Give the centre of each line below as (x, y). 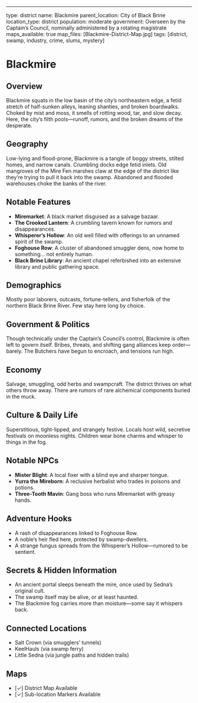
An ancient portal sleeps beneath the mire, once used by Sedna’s (93, 585)
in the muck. (21, 396)
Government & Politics (48, 324)
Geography (27, 144)
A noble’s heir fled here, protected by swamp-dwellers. (81, 539)
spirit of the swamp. (39, 241)
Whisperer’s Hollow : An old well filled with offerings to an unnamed (97, 235)
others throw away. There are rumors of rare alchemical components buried (98, 391)
